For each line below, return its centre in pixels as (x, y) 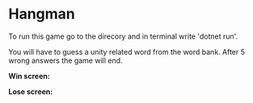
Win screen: (29, 76)
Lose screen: (31, 91)
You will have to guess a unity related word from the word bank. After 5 (126, 51)
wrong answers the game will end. (65, 60)
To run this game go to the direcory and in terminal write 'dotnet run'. (123, 36)
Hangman (42, 14)
